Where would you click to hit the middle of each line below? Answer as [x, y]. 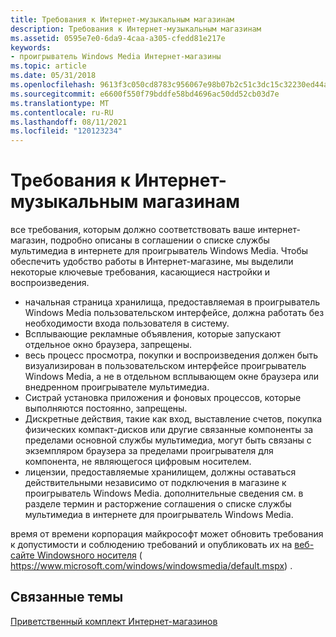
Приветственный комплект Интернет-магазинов [114, 621]
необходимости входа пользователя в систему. [127, 323]
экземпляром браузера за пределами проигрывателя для [149, 451]
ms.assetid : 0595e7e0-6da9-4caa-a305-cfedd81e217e [118, 38]
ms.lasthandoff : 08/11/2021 [69, 122]
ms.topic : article [48, 66]
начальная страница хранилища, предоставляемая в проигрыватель [172, 302]
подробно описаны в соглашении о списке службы [160, 240]
